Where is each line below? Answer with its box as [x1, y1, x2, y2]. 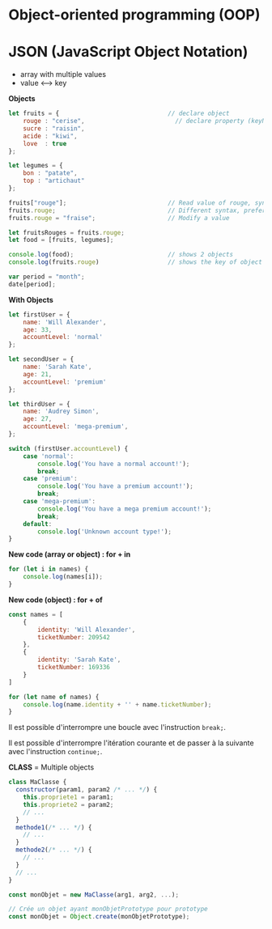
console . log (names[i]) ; [23, 573, 104, 581]
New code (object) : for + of [8, 595, 103, 604]
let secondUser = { [8, 355, 74, 363]
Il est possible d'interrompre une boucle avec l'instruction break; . [8, 723, 227, 732]
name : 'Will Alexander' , [23, 318, 107, 326]
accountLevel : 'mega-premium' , [23, 422, 129, 431]
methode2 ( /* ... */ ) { [15, 846, 92, 855]
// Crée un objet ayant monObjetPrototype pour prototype [8, 905, 208, 914]
